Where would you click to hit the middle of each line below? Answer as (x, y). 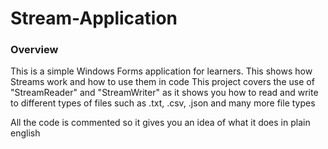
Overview (34, 50)
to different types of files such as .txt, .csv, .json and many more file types (163, 103)
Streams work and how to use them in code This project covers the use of (162, 82)
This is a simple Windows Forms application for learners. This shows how (161, 71)
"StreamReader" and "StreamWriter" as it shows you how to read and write (164, 93)
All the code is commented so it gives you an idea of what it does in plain (160, 123)
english (25, 133)
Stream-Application (94, 18)
